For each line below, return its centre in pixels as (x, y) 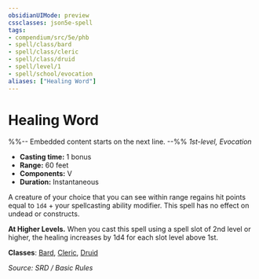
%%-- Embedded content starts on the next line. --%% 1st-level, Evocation (130, 141)
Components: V (46, 174)
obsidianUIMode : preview (49, 15)
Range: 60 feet (44, 165)
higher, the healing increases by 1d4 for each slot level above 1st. (113, 237)
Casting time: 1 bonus (55, 157)
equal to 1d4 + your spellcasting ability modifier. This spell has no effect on (129, 206)
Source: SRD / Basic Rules (51, 268)
